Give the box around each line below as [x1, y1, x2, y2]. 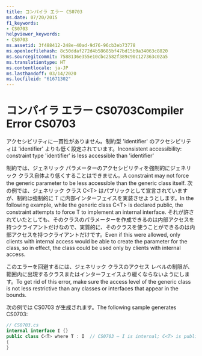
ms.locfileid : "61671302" [6, 76, 71, 82]
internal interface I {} [6, 328, 69, 334]
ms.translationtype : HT [6, 59, 66, 65]
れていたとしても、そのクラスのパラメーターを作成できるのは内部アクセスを [6, 216, 195, 223]
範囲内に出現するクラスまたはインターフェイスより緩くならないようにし [6, 270, 185, 278]
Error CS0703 [6, 117, 76, 131]
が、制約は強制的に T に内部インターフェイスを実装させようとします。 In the [6, 195, 194, 202]
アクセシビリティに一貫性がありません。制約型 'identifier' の [6, 138, 155, 145]
